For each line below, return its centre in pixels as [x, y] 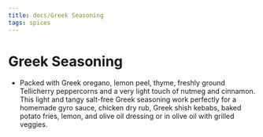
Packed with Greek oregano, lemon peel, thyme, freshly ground [122, 83]
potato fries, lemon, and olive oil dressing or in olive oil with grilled [127, 116]
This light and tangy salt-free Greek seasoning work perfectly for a [128, 99]
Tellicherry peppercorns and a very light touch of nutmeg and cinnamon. [137, 92]
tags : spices [30, 23]
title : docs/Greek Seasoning [56, 15]
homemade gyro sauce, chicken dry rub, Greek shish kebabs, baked [130, 108]
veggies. [33, 124]
